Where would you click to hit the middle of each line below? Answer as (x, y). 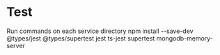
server (16, 45)
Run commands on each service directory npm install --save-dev (100, 31)
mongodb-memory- (185, 38)
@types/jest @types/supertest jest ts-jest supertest (81, 38)
